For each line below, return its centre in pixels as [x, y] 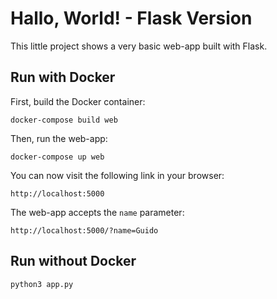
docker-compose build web [64, 120]
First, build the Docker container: [78, 101]
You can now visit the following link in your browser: [117, 175]
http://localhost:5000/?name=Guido [84, 230]
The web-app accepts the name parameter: [97, 212]
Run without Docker [73, 261]
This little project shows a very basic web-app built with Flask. [139, 46]
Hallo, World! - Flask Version [131, 18]
